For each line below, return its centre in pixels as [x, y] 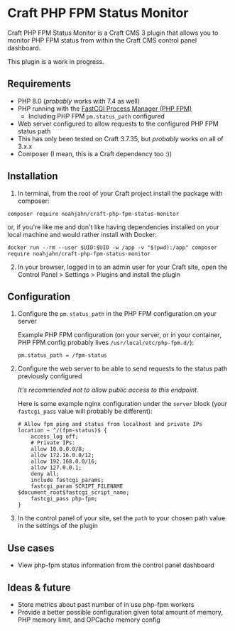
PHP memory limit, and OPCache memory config [89, 620]
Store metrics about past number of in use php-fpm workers [106, 604]
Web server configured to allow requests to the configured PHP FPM [118, 124]
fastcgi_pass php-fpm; [64, 499]
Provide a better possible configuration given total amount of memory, [120, 612]
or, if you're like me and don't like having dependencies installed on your [114, 227]
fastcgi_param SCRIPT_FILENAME [77, 487]
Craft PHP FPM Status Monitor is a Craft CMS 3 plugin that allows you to [113, 33]
